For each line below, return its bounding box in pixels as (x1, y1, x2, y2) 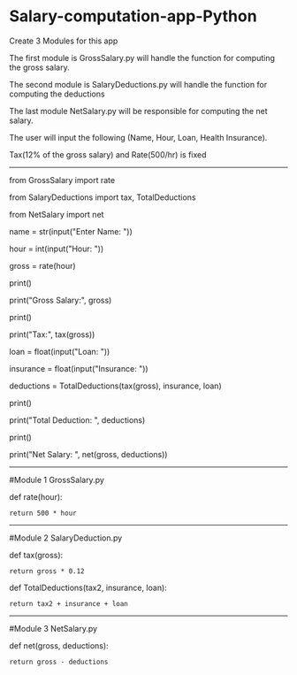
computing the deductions (9, 88, 105, 99)
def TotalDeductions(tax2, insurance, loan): (9, 582, 168, 593)
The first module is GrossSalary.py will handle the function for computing (9, 52, 276, 63)
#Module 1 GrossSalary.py (9, 474, 104, 485)
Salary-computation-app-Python (9, 6, 258, 27)
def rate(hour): (9, 491, 64, 502)
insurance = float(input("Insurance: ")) (9, 363, 148, 373)
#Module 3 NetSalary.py (9, 623, 98, 633)
